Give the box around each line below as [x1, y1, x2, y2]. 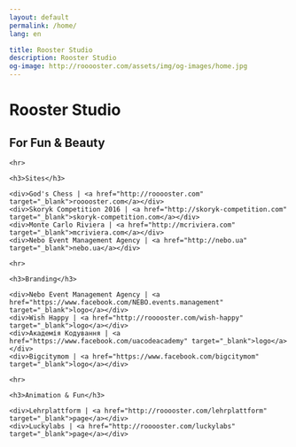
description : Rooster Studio [9, 54, 117, 63]
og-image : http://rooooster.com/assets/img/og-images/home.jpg [9, 62, 248, 71]
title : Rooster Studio [9, 45, 93, 54]
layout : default [9, 12, 69, 22]
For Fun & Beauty [9, 135, 105, 150]
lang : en [9, 29, 42, 38]
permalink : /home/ [9, 21, 77, 30]
